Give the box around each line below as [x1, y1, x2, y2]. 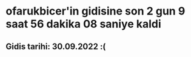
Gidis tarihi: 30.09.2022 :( [5, 41, 106, 52]
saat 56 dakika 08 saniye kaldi [5, 17, 161, 31]
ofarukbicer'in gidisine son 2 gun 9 [5, 4, 186, 18]
